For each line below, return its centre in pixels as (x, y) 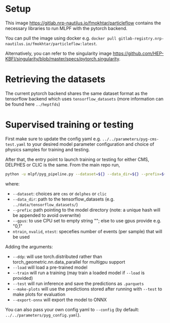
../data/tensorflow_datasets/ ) (45, 204)
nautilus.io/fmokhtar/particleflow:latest (51, 44)
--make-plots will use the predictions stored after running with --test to (87, 289)
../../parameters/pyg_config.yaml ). (43, 315)
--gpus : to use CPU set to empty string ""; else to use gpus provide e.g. (87, 220)
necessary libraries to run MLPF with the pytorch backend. (66, 28)
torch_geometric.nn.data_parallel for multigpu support (69, 262)
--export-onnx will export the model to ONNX (60, 300)
